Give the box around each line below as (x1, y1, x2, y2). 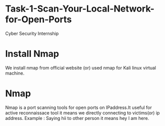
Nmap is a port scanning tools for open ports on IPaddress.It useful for (5, 104, 152, 110)
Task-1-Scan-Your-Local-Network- (5, 3, 155, 15)
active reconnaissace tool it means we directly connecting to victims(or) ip (5, 109, 160, 116)
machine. (5, 70, 25, 76)
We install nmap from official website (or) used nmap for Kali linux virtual (5, 65, 156, 71)
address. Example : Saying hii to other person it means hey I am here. (5, 115, 149, 121)
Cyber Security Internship (5, 30, 59, 36)
